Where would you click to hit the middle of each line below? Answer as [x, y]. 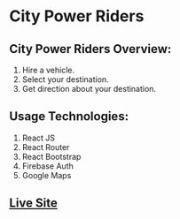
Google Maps [47, 175]
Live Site [33, 204]
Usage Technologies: [69, 117]
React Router [46, 147]
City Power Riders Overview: [90, 49]
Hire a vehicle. [48, 70]
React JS [39, 138]
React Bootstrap [51, 156]
